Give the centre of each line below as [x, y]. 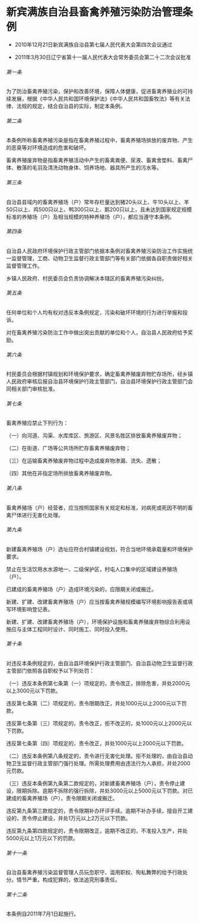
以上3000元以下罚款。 [33, 691]
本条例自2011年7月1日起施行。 [43, 914]
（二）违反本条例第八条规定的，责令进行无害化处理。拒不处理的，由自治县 [97, 756]
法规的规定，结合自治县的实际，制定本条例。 [71, 106]
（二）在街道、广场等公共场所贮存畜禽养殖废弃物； [68, 448]
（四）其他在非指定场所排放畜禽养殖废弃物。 [61, 473]
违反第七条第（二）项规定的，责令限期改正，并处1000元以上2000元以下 [94, 703]
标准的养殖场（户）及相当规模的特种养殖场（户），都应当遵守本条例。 [90, 216]
